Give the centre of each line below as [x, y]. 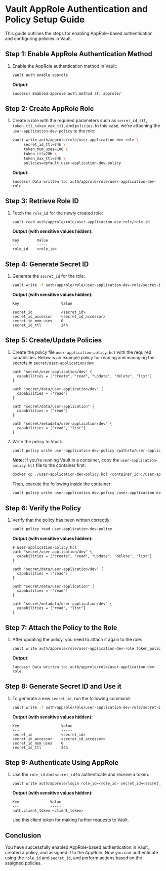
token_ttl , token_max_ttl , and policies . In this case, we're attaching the [86, 126]
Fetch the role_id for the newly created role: [58, 213]
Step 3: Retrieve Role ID [42, 201]
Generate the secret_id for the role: [49, 276]
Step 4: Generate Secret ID [47, 264]
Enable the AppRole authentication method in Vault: [64, 66]
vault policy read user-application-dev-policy [62, 529]
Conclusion [23, 835]
